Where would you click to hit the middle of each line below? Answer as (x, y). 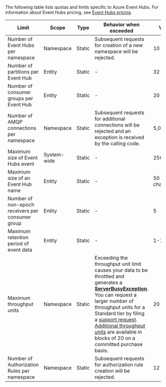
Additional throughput (120, 326)
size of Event (23, 158)
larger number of (114, 301)
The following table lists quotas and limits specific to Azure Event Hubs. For (82, 7)
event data (20, 250)
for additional (110, 119)
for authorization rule (119, 365)
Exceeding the (111, 258)
